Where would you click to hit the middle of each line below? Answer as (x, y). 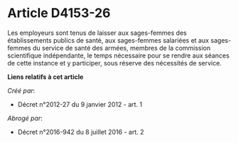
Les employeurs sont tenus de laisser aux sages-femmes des (97, 33)
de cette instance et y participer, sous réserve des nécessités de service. (115, 63)
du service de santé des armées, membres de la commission (121, 48)
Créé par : (21, 90)
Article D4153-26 (59, 13)
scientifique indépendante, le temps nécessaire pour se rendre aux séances (118, 55)
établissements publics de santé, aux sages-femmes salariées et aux (108, 40)
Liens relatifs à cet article (45, 77)
